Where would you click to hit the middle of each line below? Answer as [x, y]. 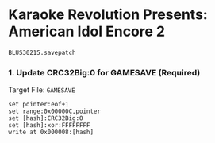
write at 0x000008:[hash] [51, 133]
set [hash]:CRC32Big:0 [46, 118]
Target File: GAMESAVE [42, 90]
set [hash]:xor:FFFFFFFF [49, 126]
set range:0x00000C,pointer [55, 112]
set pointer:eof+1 [38, 105]
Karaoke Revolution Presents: [108, 15]
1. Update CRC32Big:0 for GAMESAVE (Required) [104, 72]
